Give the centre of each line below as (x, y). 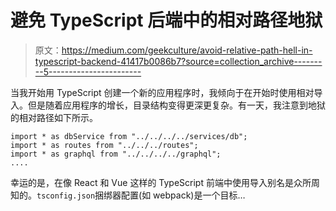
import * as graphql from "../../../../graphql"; (116, 154)
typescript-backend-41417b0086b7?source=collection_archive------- (178, 61)
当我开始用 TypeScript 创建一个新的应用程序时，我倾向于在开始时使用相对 (162, 92)
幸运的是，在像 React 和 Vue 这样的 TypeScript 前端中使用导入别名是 (152, 182)
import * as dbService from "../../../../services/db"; (129, 136)
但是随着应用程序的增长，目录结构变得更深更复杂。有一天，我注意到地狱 (176, 105)
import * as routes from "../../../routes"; (104, 145)
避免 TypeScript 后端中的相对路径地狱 (166, 20)
